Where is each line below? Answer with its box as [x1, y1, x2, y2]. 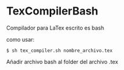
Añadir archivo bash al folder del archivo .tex [6, 58, 119, 65]
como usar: [6, 36, 35, 43]
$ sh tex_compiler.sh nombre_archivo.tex [6, 47, 113, 54]
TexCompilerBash [6, 4, 98, 18]
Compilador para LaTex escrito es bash [6, 24, 105, 31]
